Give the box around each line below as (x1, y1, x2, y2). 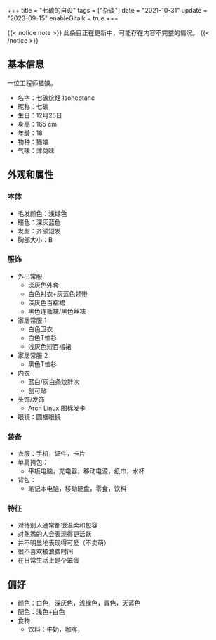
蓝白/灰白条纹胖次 (27, 377, 80, 385)
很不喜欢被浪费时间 (17, 547, 74, 556)
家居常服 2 (17, 351, 48, 359)
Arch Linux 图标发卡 (27, 404, 86, 412)
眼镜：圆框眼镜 (17, 412, 61, 421)
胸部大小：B (17, 235, 53, 244)
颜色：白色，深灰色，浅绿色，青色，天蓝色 (17, 599, 141, 607)
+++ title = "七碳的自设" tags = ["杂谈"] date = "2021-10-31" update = (7, 6, 208, 14)
